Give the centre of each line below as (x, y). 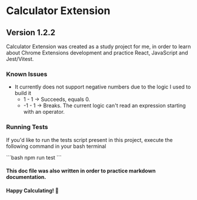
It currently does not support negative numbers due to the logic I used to (103, 87)
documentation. (26, 177)
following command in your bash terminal (56, 146)
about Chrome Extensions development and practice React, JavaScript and (97, 53)
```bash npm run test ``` (34, 157)
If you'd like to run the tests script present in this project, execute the (90, 140)
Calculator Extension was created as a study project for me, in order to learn (98, 46)
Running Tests (27, 127)
